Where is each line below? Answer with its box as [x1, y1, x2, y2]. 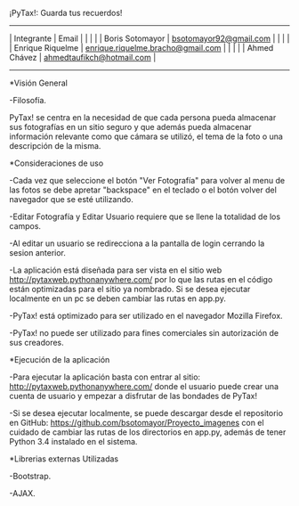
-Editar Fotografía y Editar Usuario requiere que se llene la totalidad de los [9, 211, 281, 222]
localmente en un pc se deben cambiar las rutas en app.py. [9, 293, 227, 304]
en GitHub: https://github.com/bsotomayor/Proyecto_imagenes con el [9, 418, 264, 428]
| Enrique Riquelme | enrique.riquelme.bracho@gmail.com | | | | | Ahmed [9, 43, 274, 53]
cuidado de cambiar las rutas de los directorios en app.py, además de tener [9, 427, 287, 437]
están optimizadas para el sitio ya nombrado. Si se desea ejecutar [9, 284, 251, 294]
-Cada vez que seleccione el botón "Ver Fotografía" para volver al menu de [9, 175, 286, 185]
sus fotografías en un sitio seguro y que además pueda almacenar [9, 122, 252, 132]
